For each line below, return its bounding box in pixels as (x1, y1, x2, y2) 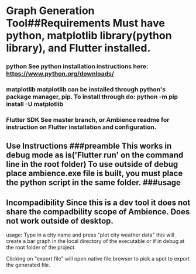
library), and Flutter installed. (6, 42, 151, 55)
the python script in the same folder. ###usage (6, 177, 181, 188)
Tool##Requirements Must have (6, 16, 165, 30)
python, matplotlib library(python (6, 29, 172, 42)
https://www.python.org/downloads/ (6, 70, 114, 78)
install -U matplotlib (6, 100, 63, 108)
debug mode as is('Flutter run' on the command (6, 150, 184, 160)
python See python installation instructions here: (6, 63, 149, 71)
